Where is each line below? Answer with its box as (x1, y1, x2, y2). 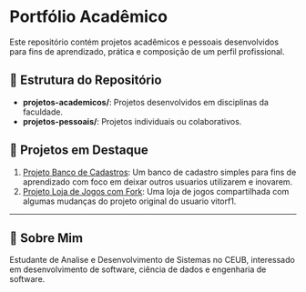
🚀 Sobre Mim (9, 230, 84, 246)
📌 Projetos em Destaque (9, 143, 148, 158)
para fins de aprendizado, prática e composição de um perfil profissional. (9, 45, 285, 56)
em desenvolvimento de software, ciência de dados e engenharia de (9, 264, 267, 275)
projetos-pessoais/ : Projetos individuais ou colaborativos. (22, 116, 242, 126)
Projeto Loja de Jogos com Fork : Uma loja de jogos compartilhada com (22, 186, 290, 196)
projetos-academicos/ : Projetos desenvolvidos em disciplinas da (22, 96, 269, 107)
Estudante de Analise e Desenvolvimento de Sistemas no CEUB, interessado (9, 255, 296, 266)
